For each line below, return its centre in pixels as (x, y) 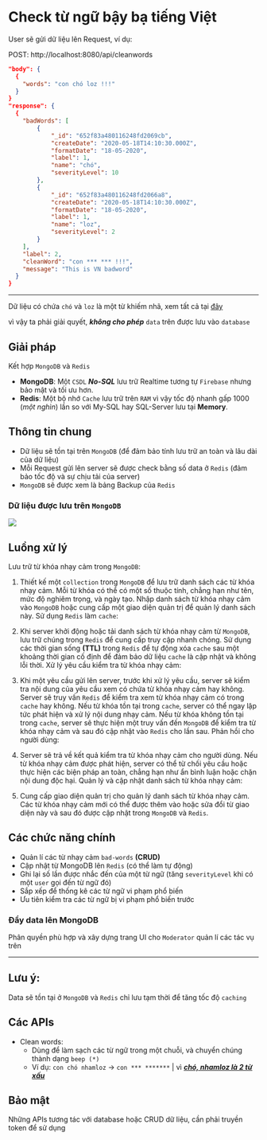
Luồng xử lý (38, 547)
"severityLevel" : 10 (85, 173)
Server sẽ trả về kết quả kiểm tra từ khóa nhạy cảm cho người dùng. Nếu (139, 755)
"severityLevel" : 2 (83, 232)
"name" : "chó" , (76, 166)
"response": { (32, 106)
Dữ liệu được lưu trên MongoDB (65, 506)
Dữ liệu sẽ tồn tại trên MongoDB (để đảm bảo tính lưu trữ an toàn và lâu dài (138, 451)
